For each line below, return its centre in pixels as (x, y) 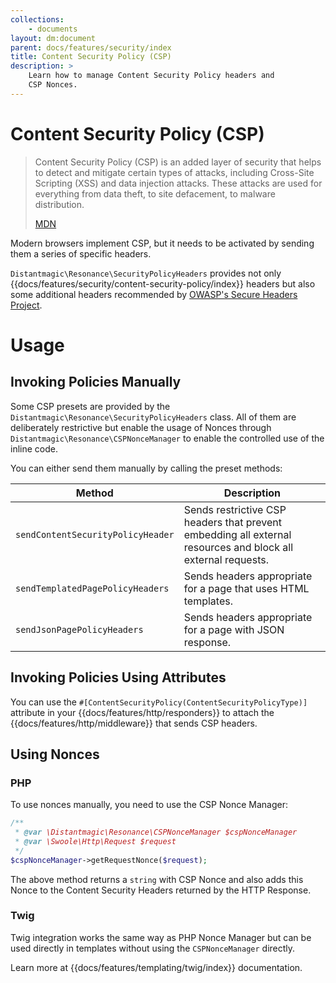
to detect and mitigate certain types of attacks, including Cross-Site (174, 172)
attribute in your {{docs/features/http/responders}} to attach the (142, 712)
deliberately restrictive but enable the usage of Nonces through (141, 427)
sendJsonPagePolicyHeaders (79, 629)
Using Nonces (55, 754)
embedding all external (237, 534)
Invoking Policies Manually (96, 382)
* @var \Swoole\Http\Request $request (95, 841)
